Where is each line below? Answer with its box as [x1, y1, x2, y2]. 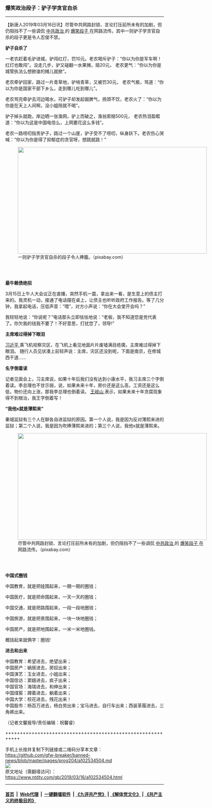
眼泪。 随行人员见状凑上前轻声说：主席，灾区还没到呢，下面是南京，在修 [5, 348, 157, 354]
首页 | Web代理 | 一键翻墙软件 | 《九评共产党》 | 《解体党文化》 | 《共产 [5, 791, 158, 797]
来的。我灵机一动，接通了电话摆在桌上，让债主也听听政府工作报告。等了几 [5, 297, 160, 303]
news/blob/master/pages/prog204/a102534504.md [5, 757, 112, 764]
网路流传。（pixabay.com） [18, 547, 73, 553]
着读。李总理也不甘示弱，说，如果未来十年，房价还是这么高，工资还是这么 [5, 383, 160, 389]
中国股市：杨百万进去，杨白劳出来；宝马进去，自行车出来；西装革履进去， [5, 702, 160, 708]
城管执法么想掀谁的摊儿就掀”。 [5, 68, 69, 74]
